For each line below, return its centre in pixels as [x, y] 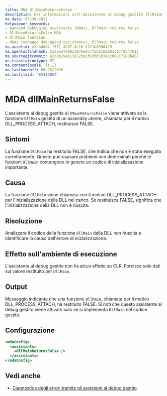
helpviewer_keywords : [28, 24]
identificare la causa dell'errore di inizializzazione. [56, 238]
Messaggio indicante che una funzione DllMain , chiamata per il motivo [77, 299]
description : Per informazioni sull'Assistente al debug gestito [74, 14]
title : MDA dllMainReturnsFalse [39, 10]
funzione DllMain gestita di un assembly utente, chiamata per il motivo [77, 118]
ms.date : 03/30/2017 [27, 19]
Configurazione [30, 330]
